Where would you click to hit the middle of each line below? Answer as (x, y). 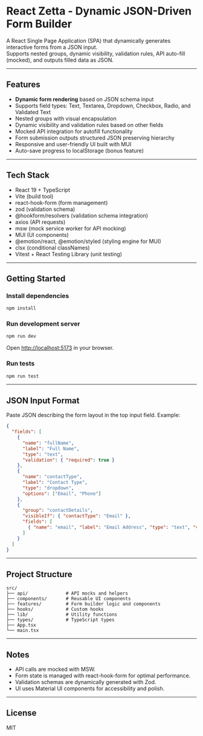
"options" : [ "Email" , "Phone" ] (62, 494)
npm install (21, 308)
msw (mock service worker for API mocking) (70, 228)
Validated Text (33, 112)
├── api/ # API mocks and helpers (67, 593)
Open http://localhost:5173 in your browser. (60, 348)
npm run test (23, 376)
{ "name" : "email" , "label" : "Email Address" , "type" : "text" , (109, 528)
